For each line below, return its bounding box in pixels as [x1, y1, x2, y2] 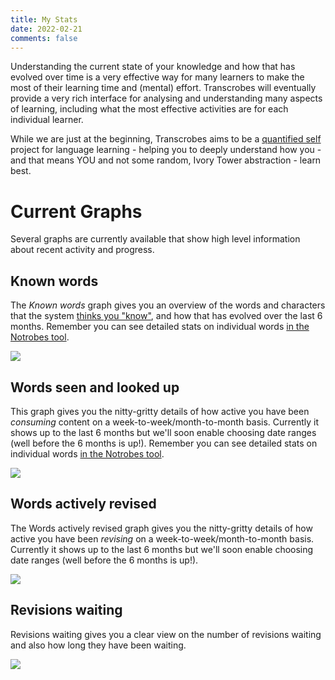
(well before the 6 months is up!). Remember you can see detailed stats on [10, 437, 318, 449]
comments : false [10, 33, 78, 43]
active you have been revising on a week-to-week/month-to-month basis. [10, 532, 315, 545]
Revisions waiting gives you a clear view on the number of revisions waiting [10, 628, 322, 640]
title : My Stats [10, 14, 78, 25]
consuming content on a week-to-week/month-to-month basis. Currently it [10, 416, 320, 428]
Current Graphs [10, 200, 143, 223]
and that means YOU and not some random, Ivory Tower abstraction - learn [10, 154, 322, 166]
